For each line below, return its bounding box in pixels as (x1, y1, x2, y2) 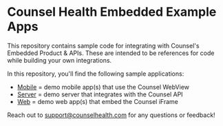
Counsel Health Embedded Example (7, 4, 217, 20)
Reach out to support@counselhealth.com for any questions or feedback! (7, 111, 215, 119)
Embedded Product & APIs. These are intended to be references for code (7, 49, 215, 57)
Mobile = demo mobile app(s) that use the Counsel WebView (17, 83, 190, 91)
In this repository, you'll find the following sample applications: (7, 70, 184, 78)
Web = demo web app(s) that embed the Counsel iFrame (17, 97, 179, 105)
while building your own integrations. (7, 56, 112, 64)
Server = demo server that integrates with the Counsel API (17, 90, 184, 98)
